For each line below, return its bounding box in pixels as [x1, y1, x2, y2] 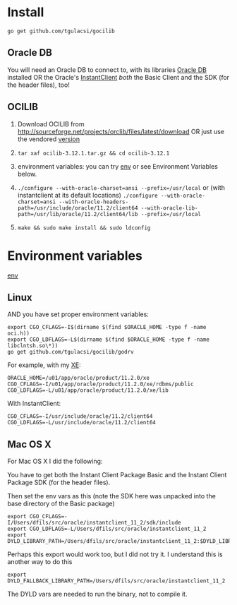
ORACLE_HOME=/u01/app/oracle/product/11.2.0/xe [7, 375, 150, 382]
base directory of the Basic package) [7, 499, 115, 508]
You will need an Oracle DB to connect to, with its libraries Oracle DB [7, 65, 207, 74]
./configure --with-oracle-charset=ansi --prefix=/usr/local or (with [17, 183, 226, 191]
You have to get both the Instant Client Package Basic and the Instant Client [7, 471, 227, 479]
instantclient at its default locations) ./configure [17, 191, 158, 199]
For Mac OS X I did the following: [7, 457, 103, 466]
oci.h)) [7, 330, 30, 337]
